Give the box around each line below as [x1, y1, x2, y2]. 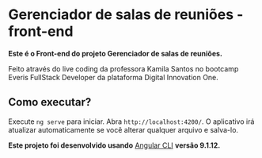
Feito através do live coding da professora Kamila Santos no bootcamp [8, 64, 239, 73]
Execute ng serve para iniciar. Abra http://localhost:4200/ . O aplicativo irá [8, 117, 255, 126]
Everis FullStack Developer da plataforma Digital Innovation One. [8, 72, 219, 82]
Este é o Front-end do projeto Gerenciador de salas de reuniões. [8, 48, 223, 58]
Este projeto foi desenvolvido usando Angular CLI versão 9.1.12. [8, 141, 221, 150]
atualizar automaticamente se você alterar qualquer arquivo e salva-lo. [8, 125, 239, 134]
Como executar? [8, 95, 92, 109]
